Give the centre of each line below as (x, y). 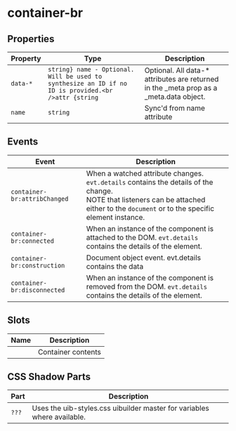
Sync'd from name (175, 108)
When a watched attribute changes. (145, 173)
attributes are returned (182, 79)
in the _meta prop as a (181, 88)
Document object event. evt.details (144, 258)
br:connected (33, 241)
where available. (59, 417)
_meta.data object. (175, 97)
